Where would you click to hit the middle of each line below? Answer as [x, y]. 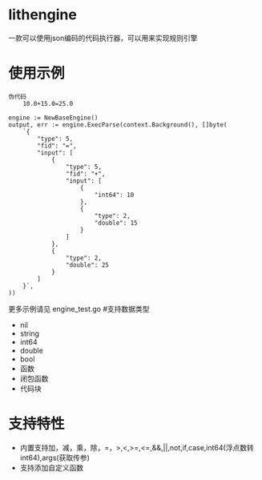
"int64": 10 [114, 195]
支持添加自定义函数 [52, 467]
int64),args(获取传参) [54, 458]
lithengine [43, 15]
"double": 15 [116, 223]
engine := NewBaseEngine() [53, 118]
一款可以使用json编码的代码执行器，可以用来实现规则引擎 [103, 38]
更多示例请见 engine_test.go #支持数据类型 [79, 309]
